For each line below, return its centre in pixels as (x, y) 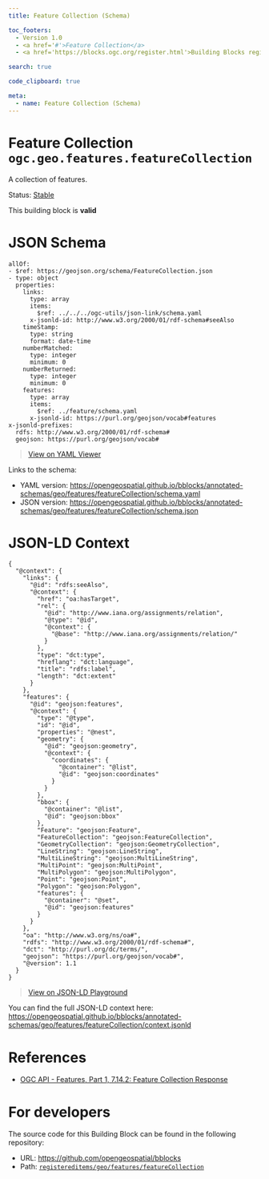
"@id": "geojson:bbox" (82, 817)
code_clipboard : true (44, 82)
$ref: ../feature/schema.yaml (87, 411)
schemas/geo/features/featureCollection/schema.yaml (110, 493)
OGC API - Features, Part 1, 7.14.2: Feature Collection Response (124, 1080)
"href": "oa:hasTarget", (78, 599)
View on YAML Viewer (64, 454)
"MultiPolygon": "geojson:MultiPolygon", (107, 873)
